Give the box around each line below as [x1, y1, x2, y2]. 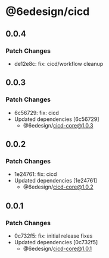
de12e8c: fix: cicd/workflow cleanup [14, 60, 104, 67]
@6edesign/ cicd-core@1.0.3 [23, 122, 94, 129]
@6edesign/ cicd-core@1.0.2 [23, 183, 94, 190]
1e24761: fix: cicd [14, 171, 57, 178]
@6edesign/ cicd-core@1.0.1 [23, 245, 92, 252]
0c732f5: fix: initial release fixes [14, 232, 93, 239]
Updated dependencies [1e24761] [14, 177, 98, 184]
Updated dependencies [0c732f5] [14, 238, 98, 245]
